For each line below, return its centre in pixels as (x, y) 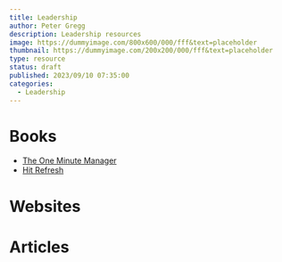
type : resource (37, 59)
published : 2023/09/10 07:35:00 (69, 76)
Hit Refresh (43, 170)
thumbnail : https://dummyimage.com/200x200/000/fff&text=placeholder (141, 51)
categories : (31, 84)
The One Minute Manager (70, 160)
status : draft (36, 68)
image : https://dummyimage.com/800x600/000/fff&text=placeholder (133, 42)
